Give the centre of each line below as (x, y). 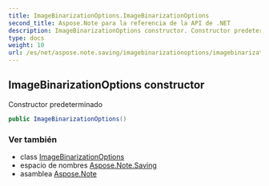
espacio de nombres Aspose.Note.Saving (88, 165)
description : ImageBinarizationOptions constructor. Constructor (119, 30)
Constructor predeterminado (55, 104)
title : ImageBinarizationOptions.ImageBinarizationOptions (109, 16)
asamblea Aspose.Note (58, 173)
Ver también (33, 139)
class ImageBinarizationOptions (72, 156)
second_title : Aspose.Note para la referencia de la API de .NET (119, 23)
